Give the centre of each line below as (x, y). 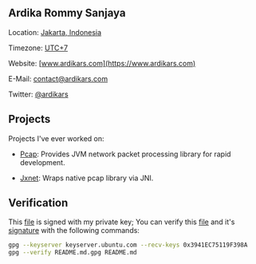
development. (42, 162)
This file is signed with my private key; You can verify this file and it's (122, 222)
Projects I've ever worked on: (57, 138)
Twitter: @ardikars (39, 94)
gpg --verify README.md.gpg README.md (73, 253)
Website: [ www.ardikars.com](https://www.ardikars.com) (102, 63)
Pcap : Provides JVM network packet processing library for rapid (125, 154)
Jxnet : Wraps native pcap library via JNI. (87, 178)
